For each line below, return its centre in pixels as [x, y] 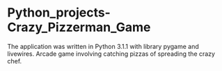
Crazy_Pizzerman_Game [79, 27]
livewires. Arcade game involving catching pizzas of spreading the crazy [111, 54]
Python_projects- [59, 13]
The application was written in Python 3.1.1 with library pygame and [103, 46]
